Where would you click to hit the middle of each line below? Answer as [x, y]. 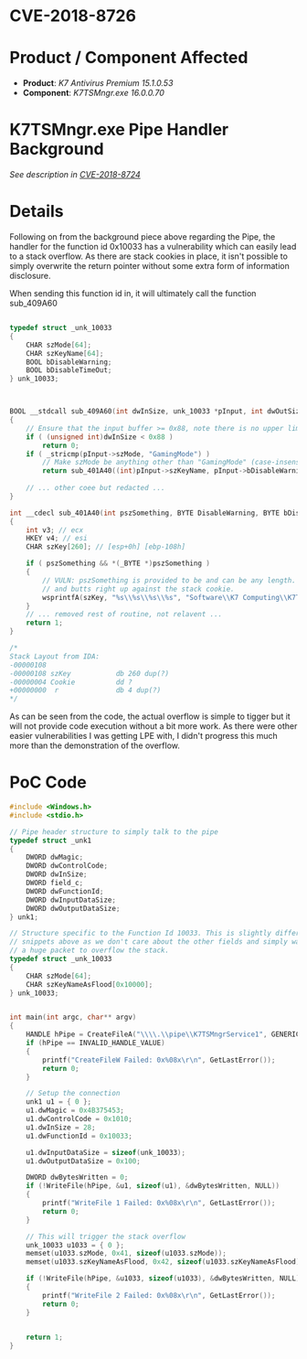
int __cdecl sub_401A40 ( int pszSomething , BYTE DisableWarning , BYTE [145, 513]
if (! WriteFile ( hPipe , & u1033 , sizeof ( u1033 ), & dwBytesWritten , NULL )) [165, 1279]
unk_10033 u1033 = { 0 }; [75, 1245]
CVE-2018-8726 [73, 16]
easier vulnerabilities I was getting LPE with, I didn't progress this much [144, 736]
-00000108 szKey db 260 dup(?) [90, 673]
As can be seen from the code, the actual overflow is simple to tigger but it [150, 717]
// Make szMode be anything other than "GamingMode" [145, 463]
